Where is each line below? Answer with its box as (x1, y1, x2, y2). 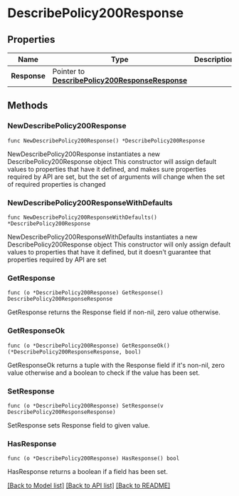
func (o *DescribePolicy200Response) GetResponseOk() (7, 342, 171, 349)
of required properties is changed (7, 180, 106, 188)
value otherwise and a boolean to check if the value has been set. (7, 368, 201, 377)
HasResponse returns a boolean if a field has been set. (7, 467, 169, 476)
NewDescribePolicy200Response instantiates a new (7, 150, 161, 158)
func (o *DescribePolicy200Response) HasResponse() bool (7, 455, 180, 463)
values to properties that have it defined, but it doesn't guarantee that (7, 247, 211, 256)
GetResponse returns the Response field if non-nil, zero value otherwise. (7, 308, 221, 316)
